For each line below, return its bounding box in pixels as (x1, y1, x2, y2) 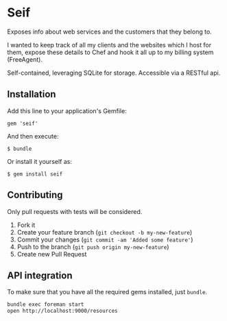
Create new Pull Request (16, 250, 87, 258)
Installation (7, 88, 56, 100)
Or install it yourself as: (7, 157, 72, 165)
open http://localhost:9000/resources (7, 307, 118, 315)
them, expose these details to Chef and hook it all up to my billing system (7, 48, 214, 56)
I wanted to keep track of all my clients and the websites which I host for (7, 40, 211, 49)
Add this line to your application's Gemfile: (7, 106, 127, 115)
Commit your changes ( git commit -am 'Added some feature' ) (16, 235, 193, 243)
